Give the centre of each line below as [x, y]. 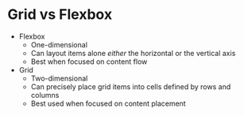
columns [45, 95]
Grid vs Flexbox [60, 15]
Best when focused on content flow [89, 62]
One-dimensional [59, 44]
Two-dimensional [59, 78]
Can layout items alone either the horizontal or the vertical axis [133, 53]
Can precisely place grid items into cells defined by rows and [131, 86]
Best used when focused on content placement [108, 103]
